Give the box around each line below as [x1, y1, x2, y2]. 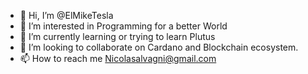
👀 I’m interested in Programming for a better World [19, 20, 228, 32]
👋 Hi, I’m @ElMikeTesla [19, 10, 114, 21]
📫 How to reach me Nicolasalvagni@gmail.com [19, 53, 217, 64]
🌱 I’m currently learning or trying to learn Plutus [19, 31, 216, 42]
